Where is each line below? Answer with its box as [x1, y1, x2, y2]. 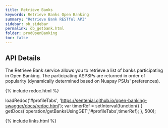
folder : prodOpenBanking [5, 31, 58, 36]
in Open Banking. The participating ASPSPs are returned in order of [5, 72, 145, 78]
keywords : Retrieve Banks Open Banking [5, 12, 89, 17]
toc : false [5, 36, 28, 41]
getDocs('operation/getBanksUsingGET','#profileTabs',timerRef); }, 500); [5, 108, 156, 114]
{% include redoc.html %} [5, 87, 60, 93]
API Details [5, 54, 40, 63]
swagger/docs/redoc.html [5, 102, 59, 108]
